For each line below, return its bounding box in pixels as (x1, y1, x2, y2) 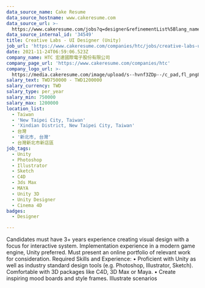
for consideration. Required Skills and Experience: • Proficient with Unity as (6, 255, 196, 263)
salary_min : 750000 (6, 94, 56, 100)
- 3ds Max (12, 180, 37, 186)
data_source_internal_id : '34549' (6, 32, 95, 38)
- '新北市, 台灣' (12, 134, 51, 141)
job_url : (6, 43, 29, 50)
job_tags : (6, 145, 32, 152)
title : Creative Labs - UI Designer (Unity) (6, 37, 121, 43)
